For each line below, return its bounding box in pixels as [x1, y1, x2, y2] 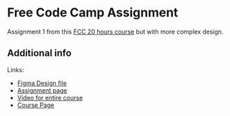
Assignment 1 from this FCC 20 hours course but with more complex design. [7, 27, 224, 36]
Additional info [7, 47, 72, 59]
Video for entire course [17, 93, 83, 102]
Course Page [17, 101, 55, 109]
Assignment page [17, 86, 67, 94]
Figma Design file [17, 79, 67, 87]
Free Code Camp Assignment [7, 5, 178, 21]
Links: [7, 65, 24, 73]
